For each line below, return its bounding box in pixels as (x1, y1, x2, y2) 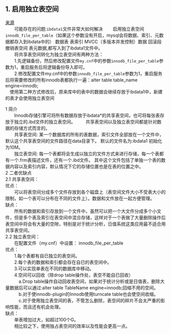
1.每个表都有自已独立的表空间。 (14, 252, 80, 259)
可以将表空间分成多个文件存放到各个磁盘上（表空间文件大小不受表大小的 (14, 188, 166, 195)
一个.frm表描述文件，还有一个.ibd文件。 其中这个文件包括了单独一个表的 (9, 157, 161, 163)
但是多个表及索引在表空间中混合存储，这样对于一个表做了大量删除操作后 (14, 214, 166, 221)
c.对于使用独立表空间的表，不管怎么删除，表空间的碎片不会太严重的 (18, 297, 161, 303)
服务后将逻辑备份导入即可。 (29, 64, 88, 70)
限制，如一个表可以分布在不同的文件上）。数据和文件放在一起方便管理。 (5, 195, 155, 201)
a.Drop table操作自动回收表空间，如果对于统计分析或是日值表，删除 (18, 278, 160, 284)
